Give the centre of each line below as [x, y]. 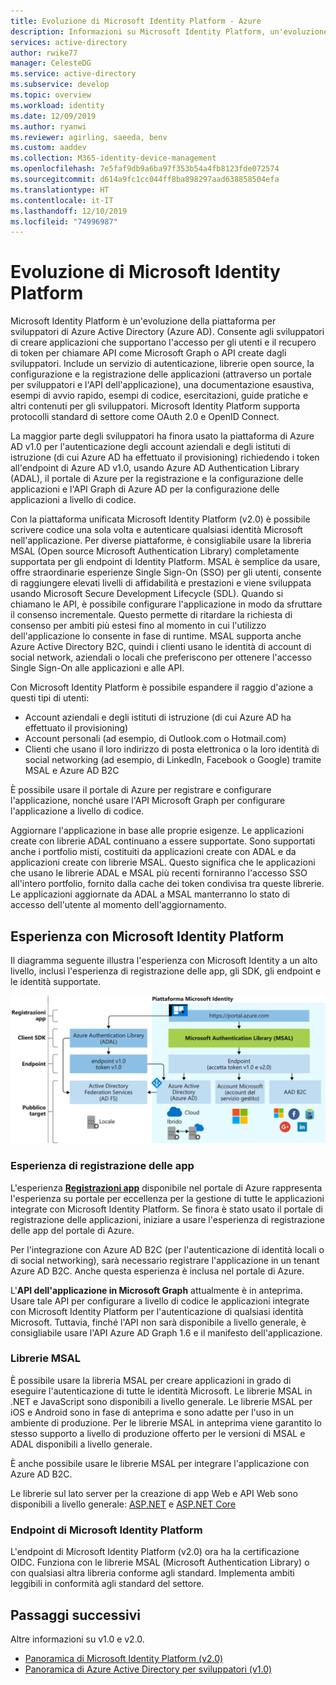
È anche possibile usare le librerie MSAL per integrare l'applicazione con [160, 1463]
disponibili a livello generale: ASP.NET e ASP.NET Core [123, 1504]
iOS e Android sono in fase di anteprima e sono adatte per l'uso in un [152, 1412]
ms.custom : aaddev [48, 148]
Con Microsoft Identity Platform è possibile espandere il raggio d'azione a [162, 687]
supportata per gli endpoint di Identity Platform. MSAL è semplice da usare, [165, 562]
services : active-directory [69, 42]
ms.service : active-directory [73, 74]
